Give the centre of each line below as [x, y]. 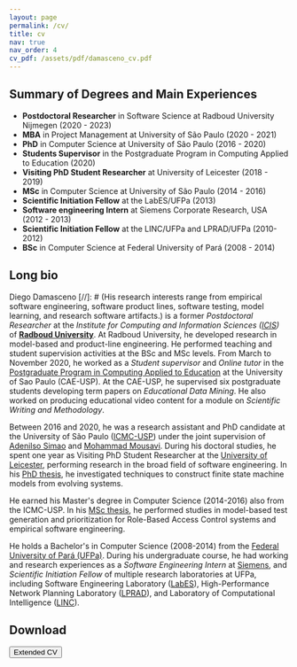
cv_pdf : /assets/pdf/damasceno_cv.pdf [81, 58]
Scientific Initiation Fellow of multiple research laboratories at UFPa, [133, 574]
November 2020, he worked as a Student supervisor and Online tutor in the [147, 362]
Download [38, 630]
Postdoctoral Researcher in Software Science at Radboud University [148, 115]
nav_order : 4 [33, 50]
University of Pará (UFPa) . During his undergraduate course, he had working [149, 555]
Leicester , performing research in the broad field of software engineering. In [148, 464]
